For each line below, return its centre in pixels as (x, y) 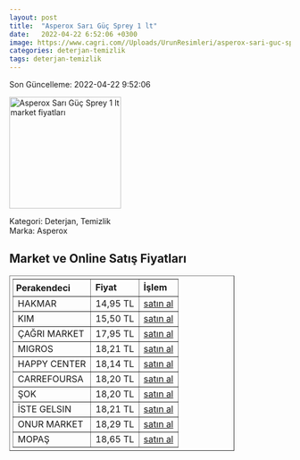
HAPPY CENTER (52, 364)
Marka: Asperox (39, 230)
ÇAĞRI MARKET (51, 333)
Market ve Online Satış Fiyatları (98, 259)
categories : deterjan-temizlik (67, 51)
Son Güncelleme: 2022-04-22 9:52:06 (80, 84)
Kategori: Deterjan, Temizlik (60, 221)
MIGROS (35, 348)
